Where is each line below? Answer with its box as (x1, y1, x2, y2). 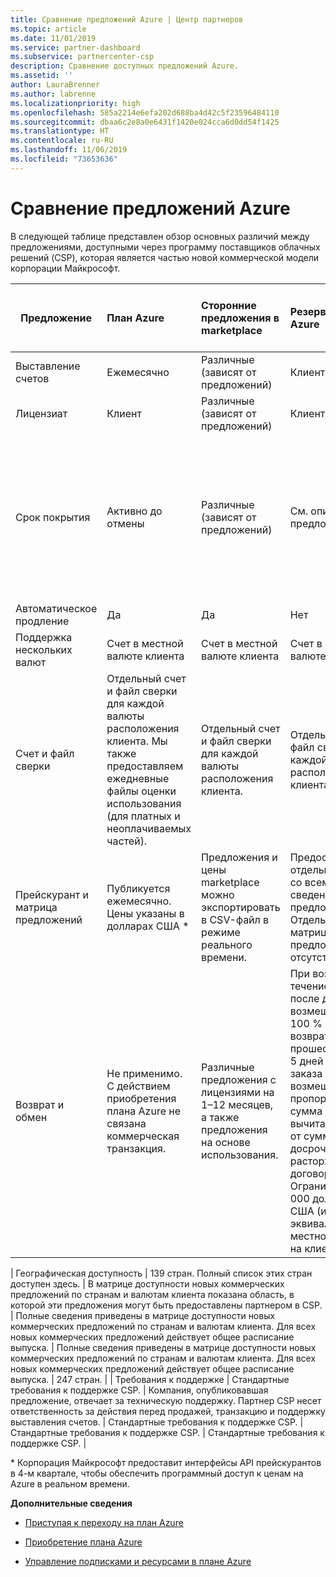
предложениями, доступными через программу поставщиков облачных (10, 241, 321, 253)
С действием (106, 1079, 171, 1093)
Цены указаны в (106, 906, 185, 920)
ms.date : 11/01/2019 (10, 33, 97, 43)
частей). (106, 834, 148, 848)
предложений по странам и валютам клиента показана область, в (10, 1288, 295, 1300)
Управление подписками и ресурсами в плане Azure (24, 1555, 252, 1567)
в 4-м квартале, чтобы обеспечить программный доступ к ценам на (10, 1467, 304, 1479)
